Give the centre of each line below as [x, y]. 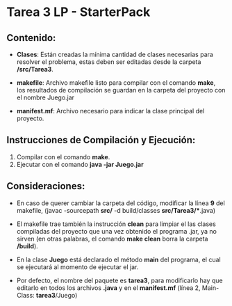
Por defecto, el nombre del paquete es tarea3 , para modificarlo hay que [119, 280]
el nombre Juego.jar [45, 97]
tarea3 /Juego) [57, 295]
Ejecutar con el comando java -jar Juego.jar [80, 164]
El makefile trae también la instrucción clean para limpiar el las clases [116, 224]
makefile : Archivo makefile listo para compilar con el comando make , [116, 83]
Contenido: [31, 38]
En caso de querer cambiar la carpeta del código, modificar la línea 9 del [121, 203]
